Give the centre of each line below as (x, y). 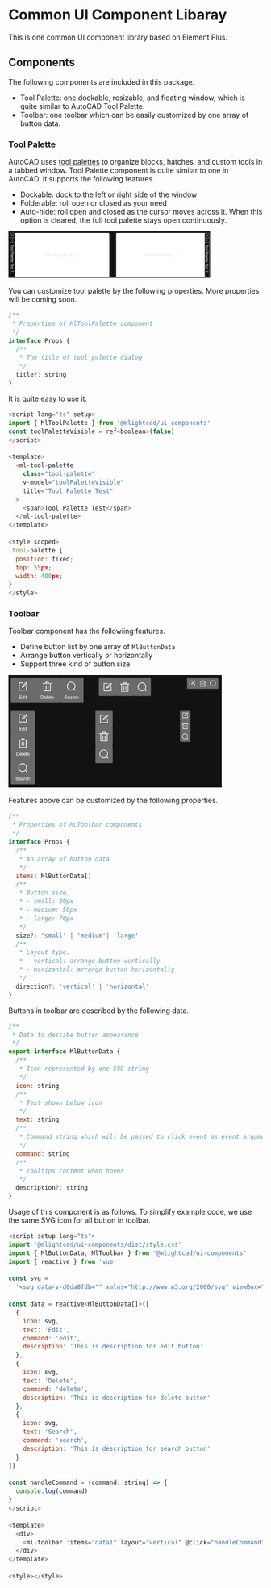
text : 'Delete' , (50, 1381)
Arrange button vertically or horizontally (86, 656)
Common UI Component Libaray (118, 15)
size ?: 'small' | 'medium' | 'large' (77, 936)
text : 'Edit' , (46, 1330)
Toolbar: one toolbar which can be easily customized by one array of (134, 115)
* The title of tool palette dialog (81, 358)
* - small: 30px (46, 902)
